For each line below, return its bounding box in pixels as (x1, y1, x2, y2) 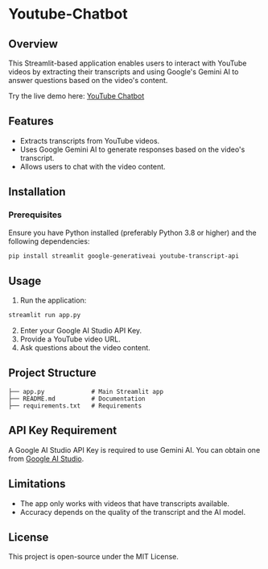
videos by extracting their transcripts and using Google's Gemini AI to (8, 67, 239, 77)
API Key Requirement (8, 424, 118, 437)
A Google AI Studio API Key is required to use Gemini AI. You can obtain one (8, 445, 261, 454)
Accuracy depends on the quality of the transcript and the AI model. (19, 507, 246, 517)
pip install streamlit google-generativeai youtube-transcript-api (8, 252, 240, 260)
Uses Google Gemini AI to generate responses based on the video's (19, 144, 245, 154)
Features (8, 115, 54, 128)
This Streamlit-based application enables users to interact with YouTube (8, 58, 247, 68)
